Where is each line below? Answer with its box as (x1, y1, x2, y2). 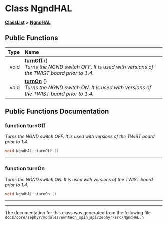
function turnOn (5, 165, 45, 172)
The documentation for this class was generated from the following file (5, 210, 151, 216)
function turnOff (5, 122, 46, 129)
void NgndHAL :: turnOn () (5, 191, 57, 196)
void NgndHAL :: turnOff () (5, 148, 59, 154)
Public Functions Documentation (5, 107, 109, 116)
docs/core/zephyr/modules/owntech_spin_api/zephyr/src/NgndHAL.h (5, 215, 144, 220)
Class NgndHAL (5, 3, 72, 14)
